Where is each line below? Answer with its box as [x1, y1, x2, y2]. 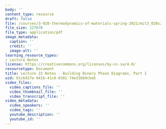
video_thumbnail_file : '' [9, 89, 63, 94]
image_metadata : [5, 35, 39, 40]
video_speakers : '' [9, 103, 50, 108]
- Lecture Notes [5, 57, 39, 62]
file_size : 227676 [5, 26, 43, 30]
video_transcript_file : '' [9, 94, 65, 99]
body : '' [5, 7, 23, 12]
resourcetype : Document [5, 67, 54, 72]
